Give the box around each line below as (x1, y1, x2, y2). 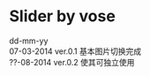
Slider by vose (9, 6, 116, 27)
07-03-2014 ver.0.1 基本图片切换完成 (9, 46, 142, 57)
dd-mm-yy (9, 35, 49, 46)
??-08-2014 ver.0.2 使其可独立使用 (9, 57, 135, 67)
